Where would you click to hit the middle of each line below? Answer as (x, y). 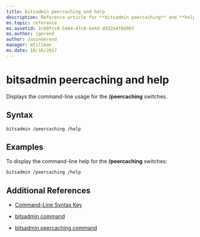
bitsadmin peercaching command (56, 228)
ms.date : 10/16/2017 (32, 51)
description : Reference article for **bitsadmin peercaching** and (92, 17)
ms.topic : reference (32, 23)
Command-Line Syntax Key (48, 205)
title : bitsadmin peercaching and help (56, 12)
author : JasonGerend (32, 39)
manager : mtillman (29, 45)
